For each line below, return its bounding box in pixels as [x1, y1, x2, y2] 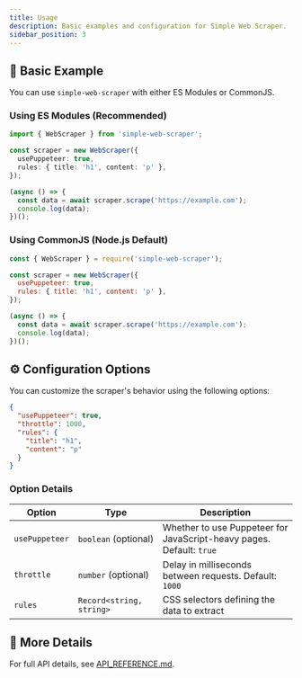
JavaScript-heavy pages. [162, 532, 271, 545]
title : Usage [9, 13, 58, 22]
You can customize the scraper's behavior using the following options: [9, 386, 271, 397]
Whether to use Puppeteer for [162, 521, 289, 533]
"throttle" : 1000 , [17, 420, 87, 429]
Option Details [9, 483, 74, 495]
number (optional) [77, 568, 150, 581]
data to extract [162, 604, 225, 617]
